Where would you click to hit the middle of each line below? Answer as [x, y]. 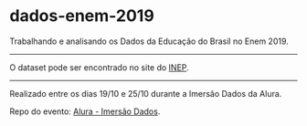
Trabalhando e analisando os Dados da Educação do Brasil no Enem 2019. [149, 41]
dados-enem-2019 [82, 16]
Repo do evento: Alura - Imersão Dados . [85, 111]
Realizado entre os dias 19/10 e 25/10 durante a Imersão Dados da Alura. [146, 93]
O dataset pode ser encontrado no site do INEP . [99, 67]
